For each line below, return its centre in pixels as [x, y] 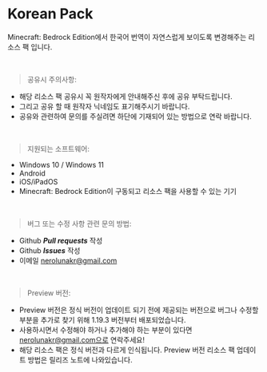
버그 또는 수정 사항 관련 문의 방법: [79, 224]
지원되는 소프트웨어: [58, 148]
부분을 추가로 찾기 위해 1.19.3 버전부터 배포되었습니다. [102, 319]
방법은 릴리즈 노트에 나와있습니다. [80, 359]
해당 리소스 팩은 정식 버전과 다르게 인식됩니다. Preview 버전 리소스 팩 [127, 350]
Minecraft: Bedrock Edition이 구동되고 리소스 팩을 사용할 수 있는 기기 [128, 191]
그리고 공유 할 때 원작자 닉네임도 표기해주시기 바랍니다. [104, 106]
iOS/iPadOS [38, 181]
